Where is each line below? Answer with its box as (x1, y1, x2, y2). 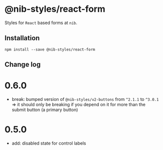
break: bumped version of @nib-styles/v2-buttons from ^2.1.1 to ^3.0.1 (11, 96, 159, 102)
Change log (4, 60, 41, 69)
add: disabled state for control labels (11, 140, 87, 146)
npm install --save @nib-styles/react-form (4, 47, 96, 52)
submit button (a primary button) (11, 107, 78, 113)
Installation (4, 34, 40, 42)
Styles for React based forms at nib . (4, 20, 77, 26)
